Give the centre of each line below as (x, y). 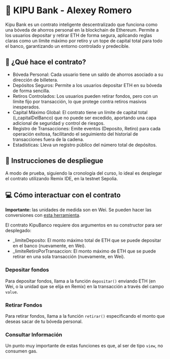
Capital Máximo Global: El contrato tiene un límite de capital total (80, 112)
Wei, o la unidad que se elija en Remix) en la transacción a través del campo (84, 286)
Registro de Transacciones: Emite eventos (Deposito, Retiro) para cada (87, 128)
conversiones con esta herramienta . (43, 215)
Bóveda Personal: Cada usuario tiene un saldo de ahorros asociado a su (88, 74)
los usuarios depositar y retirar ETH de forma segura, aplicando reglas (79, 35)
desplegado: (18, 231)
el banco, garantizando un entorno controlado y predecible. (67, 46)
